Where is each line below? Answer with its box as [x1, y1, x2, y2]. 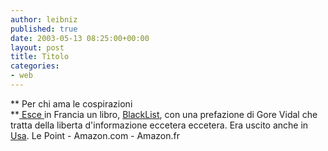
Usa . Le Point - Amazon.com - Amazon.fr [10, 129, 180, 141]
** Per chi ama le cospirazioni [10, 97, 133, 110]
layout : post [10, 42, 65, 53]
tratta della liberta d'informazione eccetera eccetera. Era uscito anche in [10, 119, 309, 131]
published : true [10, 24, 78, 34]
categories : [10, 61, 60, 71]
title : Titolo [10, 52, 70, 62]
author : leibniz [10, 14, 78, 25]
